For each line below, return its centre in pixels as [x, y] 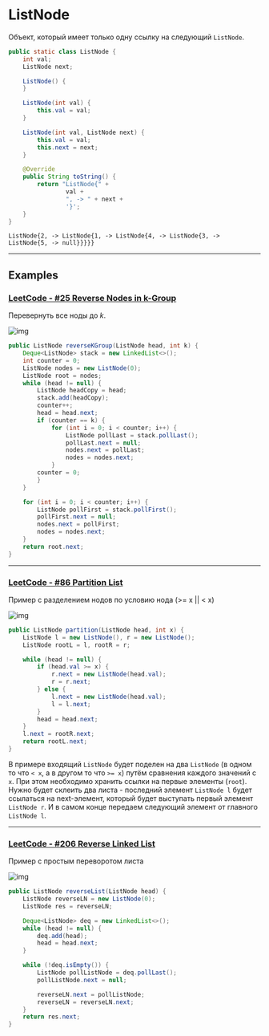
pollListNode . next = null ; [82, 980]
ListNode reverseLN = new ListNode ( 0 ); [89, 899]
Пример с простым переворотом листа [76, 861]
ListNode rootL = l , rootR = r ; [76, 645]
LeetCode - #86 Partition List [66, 582]
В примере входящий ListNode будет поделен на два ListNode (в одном [130, 764]
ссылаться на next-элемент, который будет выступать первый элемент [131, 798]
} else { [52, 689]
